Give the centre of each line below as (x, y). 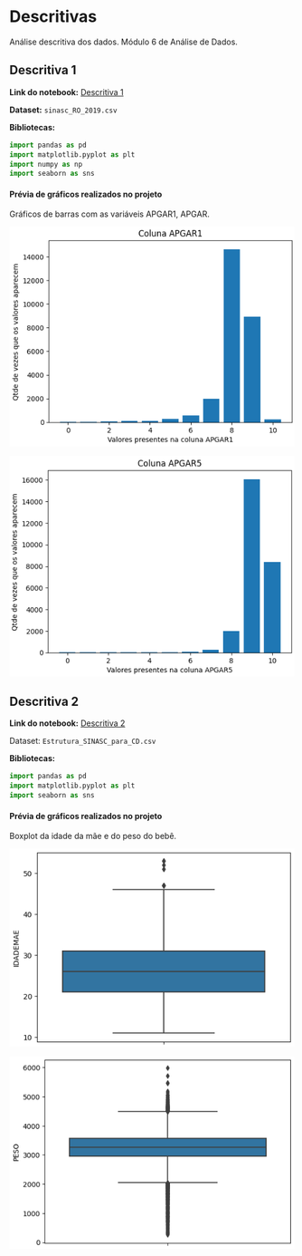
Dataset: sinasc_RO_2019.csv (63, 110)
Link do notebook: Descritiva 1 (66, 92)
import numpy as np (46, 164)
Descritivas (53, 17)
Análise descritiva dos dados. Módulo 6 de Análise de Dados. (123, 42)
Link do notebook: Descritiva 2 (67, 723)
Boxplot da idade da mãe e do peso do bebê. (93, 836)
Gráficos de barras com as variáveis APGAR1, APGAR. (109, 214)
